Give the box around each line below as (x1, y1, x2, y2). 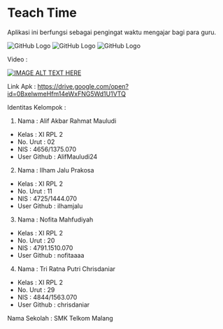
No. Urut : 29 (17, 285, 55, 294)
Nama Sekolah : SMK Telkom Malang (7, 314, 113, 322)
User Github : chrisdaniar (17, 300, 90, 309)
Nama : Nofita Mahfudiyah (17, 215, 94, 224)
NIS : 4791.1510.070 (17, 243, 73, 252)
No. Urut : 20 (17, 236, 55, 244)
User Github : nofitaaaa (17, 251, 85, 259)
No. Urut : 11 (17, 187, 52, 195)
